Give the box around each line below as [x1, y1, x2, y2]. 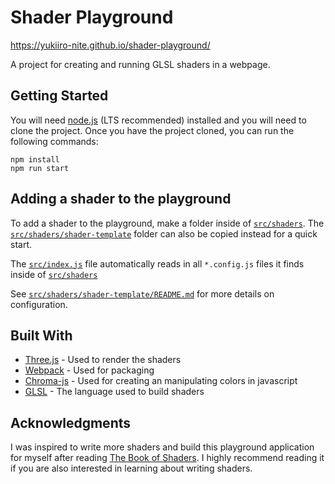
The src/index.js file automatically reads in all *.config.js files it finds [10, 257, 305, 270]
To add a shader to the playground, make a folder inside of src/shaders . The [10, 217, 325, 229]
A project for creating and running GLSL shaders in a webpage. [10, 58, 271, 70]
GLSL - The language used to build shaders [24, 386, 205, 398]
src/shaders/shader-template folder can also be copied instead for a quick [10, 227, 318, 240]
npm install [10, 154, 60, 165]
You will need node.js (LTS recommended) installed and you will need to [10, 114, 307, 126]
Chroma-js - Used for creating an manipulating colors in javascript [24, 375, 298, 387]
